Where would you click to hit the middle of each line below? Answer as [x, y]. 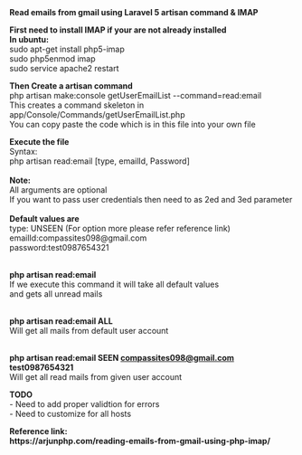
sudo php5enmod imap [52, 59]
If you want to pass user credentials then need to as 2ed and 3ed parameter [151, 199]
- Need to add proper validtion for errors [85, 404]
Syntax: [24, 152]
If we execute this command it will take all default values [114, 284]
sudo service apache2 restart [64, 68]
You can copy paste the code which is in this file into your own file [132, 124]
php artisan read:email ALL [61, 321]
